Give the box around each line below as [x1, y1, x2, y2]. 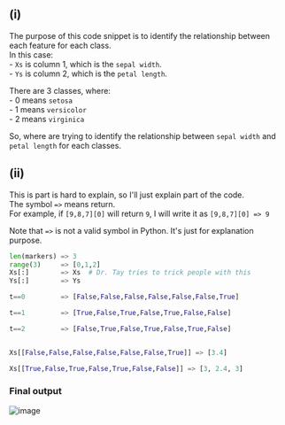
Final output [9, 385, 62, 398]
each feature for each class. [9, 40, 112, 50]
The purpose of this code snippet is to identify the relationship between [9, 30, 271, 41]
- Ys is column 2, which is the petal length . [9, 68, 168, 79]
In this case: [9, 49, 54, 60]
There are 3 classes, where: [9, 85, 111, 96]
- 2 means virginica [9, 113, 85, 124]
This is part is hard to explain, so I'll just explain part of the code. [9, 189, 245, 200]
